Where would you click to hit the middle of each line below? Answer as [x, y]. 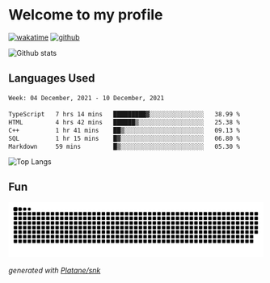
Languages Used [52, 78]
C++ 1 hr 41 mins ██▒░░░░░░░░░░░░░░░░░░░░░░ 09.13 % [124, 130]
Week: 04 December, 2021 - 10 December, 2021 [86, 98]
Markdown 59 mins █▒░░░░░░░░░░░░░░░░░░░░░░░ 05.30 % [124, 146]
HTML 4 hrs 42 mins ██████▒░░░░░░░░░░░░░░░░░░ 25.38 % [124, 122]
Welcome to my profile [86, 15]
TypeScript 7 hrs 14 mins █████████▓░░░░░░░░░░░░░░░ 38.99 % [124, 114]
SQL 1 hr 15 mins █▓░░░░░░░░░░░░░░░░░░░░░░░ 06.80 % [124, 138]
